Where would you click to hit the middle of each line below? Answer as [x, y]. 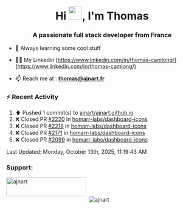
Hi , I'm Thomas [102, 16]
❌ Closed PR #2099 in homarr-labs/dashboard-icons [81, 139]
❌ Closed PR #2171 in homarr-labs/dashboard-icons [80, 132]
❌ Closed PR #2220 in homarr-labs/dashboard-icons [81, 119]
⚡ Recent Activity [33, 97]
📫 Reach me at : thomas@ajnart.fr [60, 78]
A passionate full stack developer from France [102, 35]
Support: [20, 167]
